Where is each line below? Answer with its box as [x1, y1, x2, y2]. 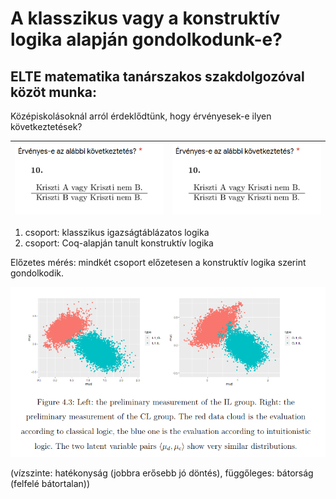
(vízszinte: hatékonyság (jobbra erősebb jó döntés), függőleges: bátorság [10, 467, 314, 479]
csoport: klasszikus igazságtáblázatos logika [24, 227, 210, 239]
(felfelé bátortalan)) [10, 478, 90, 490]
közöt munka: [10, 83, 98, 101]
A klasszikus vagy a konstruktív [10, 7, 281, 30]
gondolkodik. [10, 267, 65, 279]
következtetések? [10, 121, 83, 132]
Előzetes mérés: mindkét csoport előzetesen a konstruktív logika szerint [10, 257, 307, 269]
